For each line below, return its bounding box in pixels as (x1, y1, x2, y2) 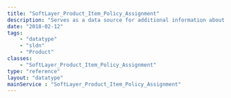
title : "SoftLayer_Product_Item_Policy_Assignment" (7, 10, 160, 17)
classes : (7, 55, 33, 62)
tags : (7, 29, 23, 37)
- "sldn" (19, 42, 45, 49)
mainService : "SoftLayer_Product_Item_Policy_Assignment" (7, 81, 182, 88)
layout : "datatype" (7, 74, 64, 81)
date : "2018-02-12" (7, 23, 64, 30)
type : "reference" (7, 68, 60, 75)
